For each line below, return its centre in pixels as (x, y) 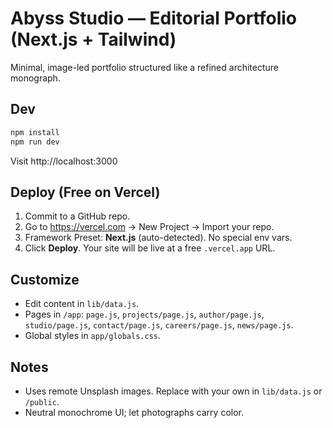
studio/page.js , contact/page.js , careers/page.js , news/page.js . (159, 325)
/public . (42, 401)
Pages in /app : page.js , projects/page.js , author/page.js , (144, 314)
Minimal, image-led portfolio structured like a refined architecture (145, 67)
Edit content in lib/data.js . (82, 304)
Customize (45, 279)
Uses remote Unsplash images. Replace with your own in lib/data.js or (173, 391)
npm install (35, 132)
